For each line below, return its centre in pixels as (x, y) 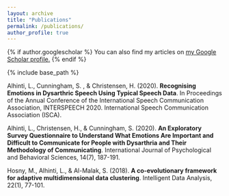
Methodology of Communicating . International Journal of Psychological (109, 150)
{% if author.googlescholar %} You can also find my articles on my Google (112, 52)
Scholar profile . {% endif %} (47, 60)
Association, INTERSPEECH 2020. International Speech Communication (108, 108)
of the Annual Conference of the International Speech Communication (105, 101)
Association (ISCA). (35, 115)
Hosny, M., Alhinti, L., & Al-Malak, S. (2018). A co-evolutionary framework (112, 171)
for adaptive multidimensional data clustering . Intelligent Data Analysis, (110, 178)
